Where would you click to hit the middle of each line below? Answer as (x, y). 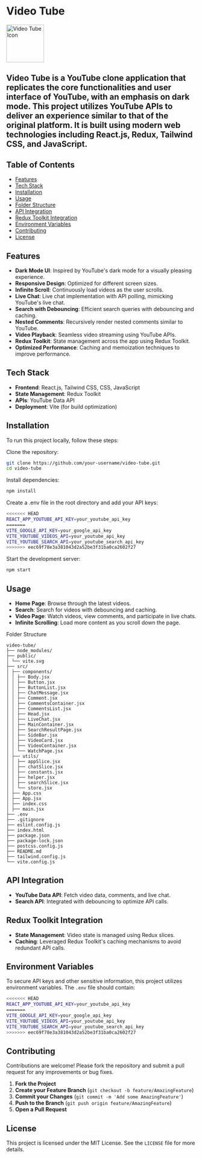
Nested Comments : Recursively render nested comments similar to (99, 322)
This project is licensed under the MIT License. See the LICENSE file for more (101, 1143)
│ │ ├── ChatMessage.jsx (37, 693)
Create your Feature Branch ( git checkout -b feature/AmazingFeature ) (104, 1090)
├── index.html (25, 830)
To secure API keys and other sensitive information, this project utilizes (94, 981)
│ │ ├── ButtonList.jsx (36, 688)
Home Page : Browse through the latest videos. (73, 603)
